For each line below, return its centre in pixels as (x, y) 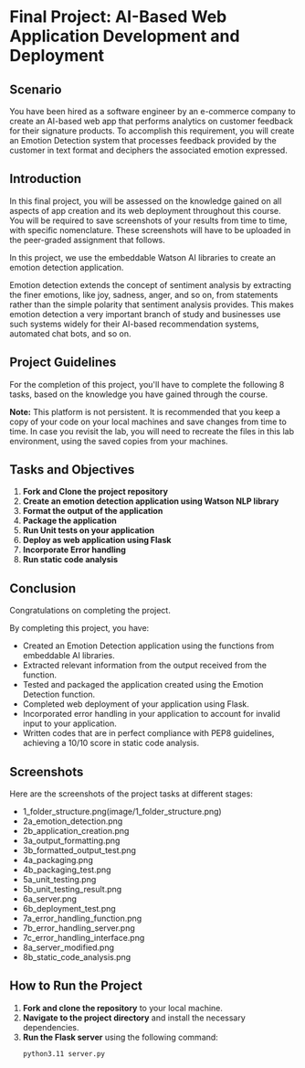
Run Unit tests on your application (89, 530)
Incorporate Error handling (74, 550)
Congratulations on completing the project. (90, 611)
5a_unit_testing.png (59, 880)
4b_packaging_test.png (67, 870)
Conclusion (43, 588)
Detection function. (59, 694)
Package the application (69, 521)
